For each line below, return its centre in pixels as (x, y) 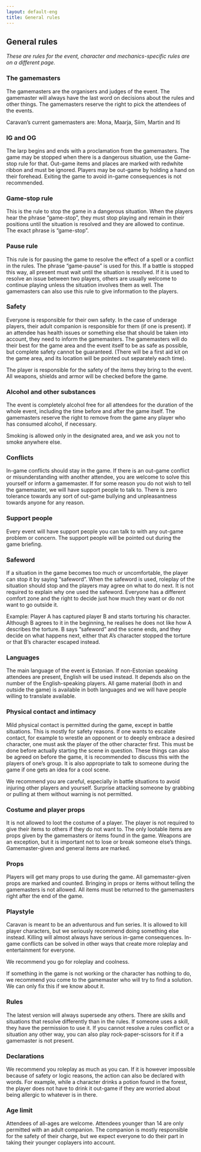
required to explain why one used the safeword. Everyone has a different (96, 592)
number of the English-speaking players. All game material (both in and (94, 684)
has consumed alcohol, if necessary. (52, 424)
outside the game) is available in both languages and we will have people (97, 690)
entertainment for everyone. (41, 950)
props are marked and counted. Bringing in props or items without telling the (100, 883)
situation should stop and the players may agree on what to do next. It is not (100, 585)
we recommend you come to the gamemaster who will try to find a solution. (100, 980)
